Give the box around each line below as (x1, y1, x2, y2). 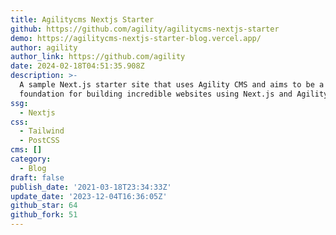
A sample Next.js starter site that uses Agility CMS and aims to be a (19, 80, 325, 90)
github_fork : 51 (10, 210, 78, 220)
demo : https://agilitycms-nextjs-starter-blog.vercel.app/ (10, 33, 262, 43)
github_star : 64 (10, 201, 78, 211)
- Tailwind (19, 126, 65, 136)
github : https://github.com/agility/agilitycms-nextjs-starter (10, 24, 280, 34)
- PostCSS (19, 136, 60, 146)
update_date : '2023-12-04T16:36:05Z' (10, 191, 168, 201)
